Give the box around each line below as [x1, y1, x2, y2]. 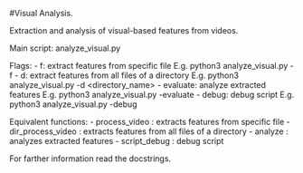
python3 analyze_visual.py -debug [9, 99, 137, 110]
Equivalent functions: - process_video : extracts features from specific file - [9, 117, 291, 127]
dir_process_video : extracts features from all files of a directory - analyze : [9, 126, 289, 137]
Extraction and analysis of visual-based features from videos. [9, 25, 239, 35]
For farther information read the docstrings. [9, 153, 172, 164]
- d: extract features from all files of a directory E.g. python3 [14, 70, 240, 81]
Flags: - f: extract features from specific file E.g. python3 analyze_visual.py [9, 61, 289, 71]
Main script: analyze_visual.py [9, 43, 121, 53]
